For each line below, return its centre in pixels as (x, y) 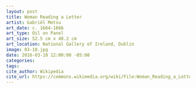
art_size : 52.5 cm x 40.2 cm (41, 39)
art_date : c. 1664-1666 (35, 28)
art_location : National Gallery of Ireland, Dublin (70, 44)
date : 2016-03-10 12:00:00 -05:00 (48, 55)
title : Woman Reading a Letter (44, 17)
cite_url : (18, 77)
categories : (20, 60)
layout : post (22, 11)
